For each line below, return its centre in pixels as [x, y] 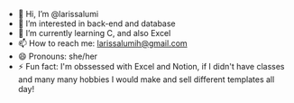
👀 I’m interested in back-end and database [96, 23]
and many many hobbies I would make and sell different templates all [146, 80]
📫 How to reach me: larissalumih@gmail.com [102, 43]
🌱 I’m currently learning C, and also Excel [94, 33]
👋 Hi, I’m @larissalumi [58, 14]
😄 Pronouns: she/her [57, 56]
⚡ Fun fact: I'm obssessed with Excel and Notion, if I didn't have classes [152, 66]
